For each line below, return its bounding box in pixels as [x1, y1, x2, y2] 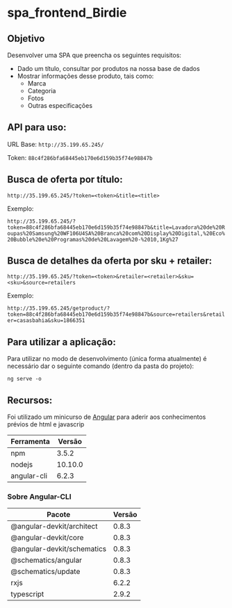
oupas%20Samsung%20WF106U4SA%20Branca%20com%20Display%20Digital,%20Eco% [7, 230, 226, 237]
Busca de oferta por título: [7, 174, 123, 186]
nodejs [10, 460, 33, 470]
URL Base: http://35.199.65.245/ [7, 140, 104, 148]
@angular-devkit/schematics [10, 544, 107, 554]
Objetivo [7, 33, 45, 45]
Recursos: [7, 394, 53, 406]
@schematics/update [10, 567, 81, 577]
